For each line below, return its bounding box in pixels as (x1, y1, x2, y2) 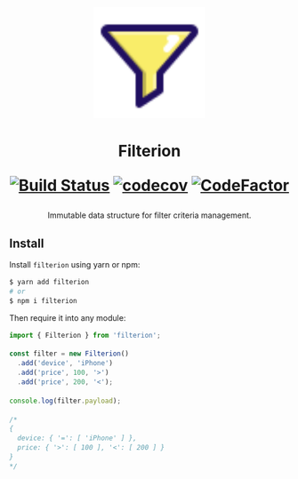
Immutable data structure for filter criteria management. (47, 210, 252, 220)
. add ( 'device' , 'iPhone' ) (17, 359, 114, 368)
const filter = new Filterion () (9, 349, 129, 358)
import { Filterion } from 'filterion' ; (9, 331, 162, 339)
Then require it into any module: (9, 312, 126, 323)
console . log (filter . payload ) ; (9, 396, 122, 405)
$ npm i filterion (9, 296, 77, 305)
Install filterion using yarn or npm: (9, 259, 141, 269)
